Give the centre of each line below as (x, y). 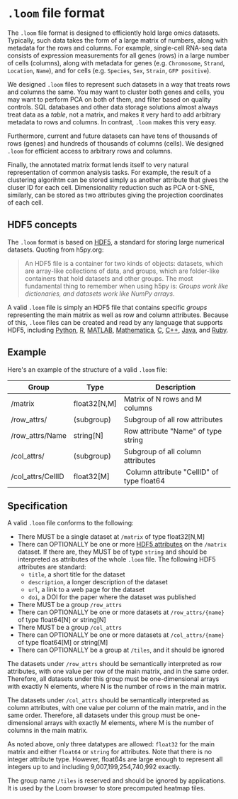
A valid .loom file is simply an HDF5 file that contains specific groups (107, 307)
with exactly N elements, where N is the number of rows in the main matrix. (117, 687)
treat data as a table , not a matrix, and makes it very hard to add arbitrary (114, 114)
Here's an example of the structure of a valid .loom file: (87, 369)
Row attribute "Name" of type (173, 431)
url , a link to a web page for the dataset (86, 590)
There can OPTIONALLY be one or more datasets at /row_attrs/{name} (121, 612)
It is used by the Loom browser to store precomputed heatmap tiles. (106, 788)
